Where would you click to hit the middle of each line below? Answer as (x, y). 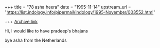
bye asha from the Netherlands (36, 40)
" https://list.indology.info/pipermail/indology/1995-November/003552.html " (80, 12)
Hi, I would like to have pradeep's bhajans (46, 31)
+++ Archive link (21, 22)
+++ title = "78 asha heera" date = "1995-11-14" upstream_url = (68, 7)
